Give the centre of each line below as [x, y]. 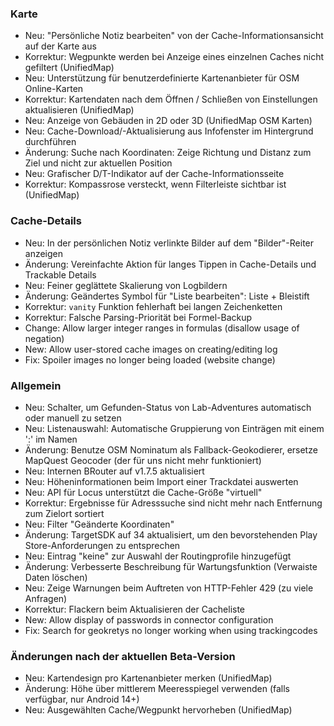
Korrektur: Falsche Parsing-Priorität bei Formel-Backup [138, 317]
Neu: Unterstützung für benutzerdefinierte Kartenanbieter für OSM [162, 78]
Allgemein [36, 385]
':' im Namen [51, 439]
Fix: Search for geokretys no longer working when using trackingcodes [171, 630]
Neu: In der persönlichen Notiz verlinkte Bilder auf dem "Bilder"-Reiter [169, 243]
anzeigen [44, 253]
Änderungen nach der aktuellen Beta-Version [123, 656]
